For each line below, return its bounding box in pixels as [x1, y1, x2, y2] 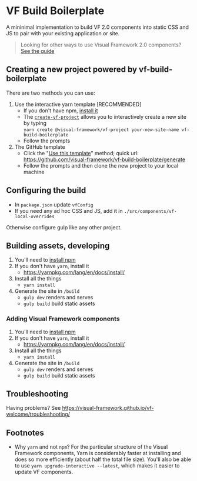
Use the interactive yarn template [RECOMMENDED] [14, 101, 142, 108]
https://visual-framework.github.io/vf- [62, 405, 154, 412]
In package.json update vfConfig [14, 201, 94, 208]
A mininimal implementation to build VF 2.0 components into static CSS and [6, 24, 189, 31]
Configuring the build [6, 185, 86, 195]
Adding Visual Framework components [6, 315, 120, 323]
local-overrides [14, 213, 55, 219]
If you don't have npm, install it [23, 107, 98, 114]
